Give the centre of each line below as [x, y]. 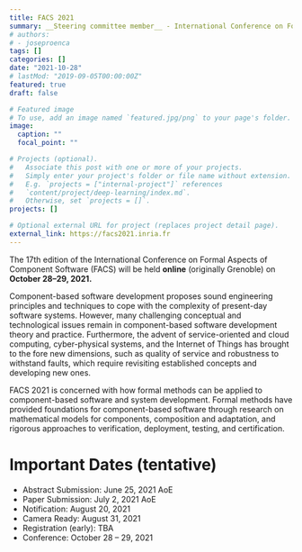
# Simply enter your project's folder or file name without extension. [151, 176]
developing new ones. [50, 372]
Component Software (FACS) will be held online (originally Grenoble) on [142, 269]
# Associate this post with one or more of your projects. [126, 167]
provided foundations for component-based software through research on [147, 409]
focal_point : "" [48, 143]
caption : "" [40, 135]
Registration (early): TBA [68, 528]
